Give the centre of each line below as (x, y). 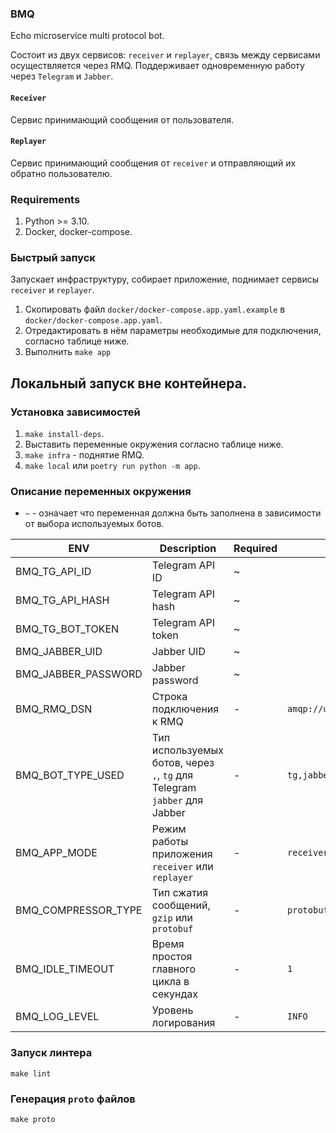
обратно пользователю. (61, 173)
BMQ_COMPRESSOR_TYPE (79, 910)
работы (170, 842)
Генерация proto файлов (73, 1099)
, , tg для (172, 775)
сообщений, (181, 905)
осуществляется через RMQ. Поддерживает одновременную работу (157, 66)
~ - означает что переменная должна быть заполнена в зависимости (173, 513)
